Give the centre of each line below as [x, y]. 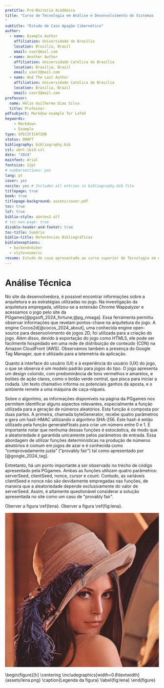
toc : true [15, 206]
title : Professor [27, 108]
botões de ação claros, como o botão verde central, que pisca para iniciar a [81, 379]
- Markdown [25, 124]
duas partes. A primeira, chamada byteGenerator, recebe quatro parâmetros [82, 414]
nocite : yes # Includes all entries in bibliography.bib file [70, 186]
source [12, 333]
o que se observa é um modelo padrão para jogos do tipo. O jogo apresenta [81, 368]
